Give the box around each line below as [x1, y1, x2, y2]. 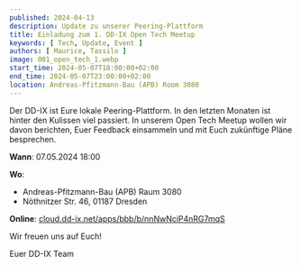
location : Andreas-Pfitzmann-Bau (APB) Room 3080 [9, 80, 200, 89]
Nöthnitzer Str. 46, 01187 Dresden [22, 196, 148, 206]
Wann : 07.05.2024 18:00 [9, 151, 101, 162]
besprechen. [9, 133, 57, 144]
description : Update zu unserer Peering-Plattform [9, 22, 204, 31]
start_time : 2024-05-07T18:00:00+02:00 [9, 64, 160, 73]
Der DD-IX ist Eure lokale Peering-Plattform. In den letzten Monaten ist [9, 105, 271, 115]
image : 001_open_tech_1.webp [9, 55, 119, 64]
